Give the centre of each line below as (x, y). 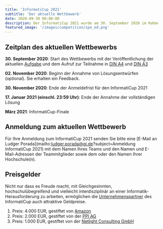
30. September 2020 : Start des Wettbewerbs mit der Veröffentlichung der (79, 59)
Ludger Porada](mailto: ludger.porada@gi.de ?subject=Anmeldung (70, 144)
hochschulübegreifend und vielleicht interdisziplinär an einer (65, 191)
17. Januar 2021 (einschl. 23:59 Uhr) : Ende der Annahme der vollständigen (80, 97)
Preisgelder (23, 175)
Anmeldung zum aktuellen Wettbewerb (65, 127)
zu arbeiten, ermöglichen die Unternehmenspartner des (96, 196)
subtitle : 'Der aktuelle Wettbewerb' (43, 14)
